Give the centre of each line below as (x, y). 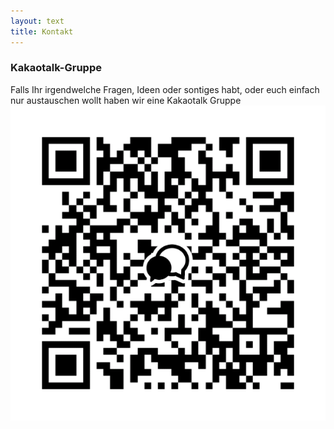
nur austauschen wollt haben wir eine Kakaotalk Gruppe (126, 100)
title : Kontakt (42, 31)
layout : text (37, 21)
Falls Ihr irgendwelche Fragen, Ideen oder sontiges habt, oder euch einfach (165, 89)
